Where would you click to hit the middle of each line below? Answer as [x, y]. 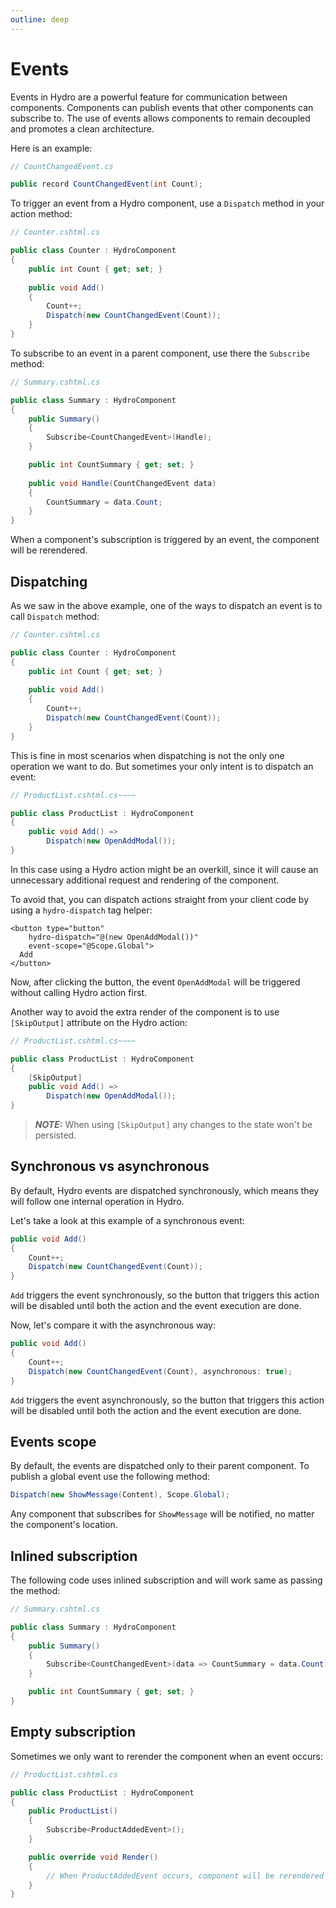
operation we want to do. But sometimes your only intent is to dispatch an [162, 766]
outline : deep [40, 19]
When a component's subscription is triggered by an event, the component [165, 540]
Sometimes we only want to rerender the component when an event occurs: [167, 1756]
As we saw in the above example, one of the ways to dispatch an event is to [166, 605]
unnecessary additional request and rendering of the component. [145, 880]
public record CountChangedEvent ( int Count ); [106, 184]
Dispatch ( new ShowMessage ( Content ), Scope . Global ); [120, 1495]
